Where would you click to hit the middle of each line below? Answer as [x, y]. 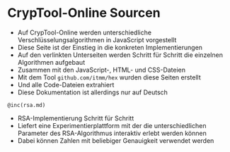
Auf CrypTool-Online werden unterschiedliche [85, 32]
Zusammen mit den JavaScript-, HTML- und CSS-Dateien [102, 70]
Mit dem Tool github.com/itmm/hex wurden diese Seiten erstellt [109, 77]
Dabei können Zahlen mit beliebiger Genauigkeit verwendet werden [116, 140]
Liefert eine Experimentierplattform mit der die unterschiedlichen [112, 125]
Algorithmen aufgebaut [51, 62]
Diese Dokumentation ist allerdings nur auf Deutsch [93, 92]
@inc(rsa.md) [27, 105]
